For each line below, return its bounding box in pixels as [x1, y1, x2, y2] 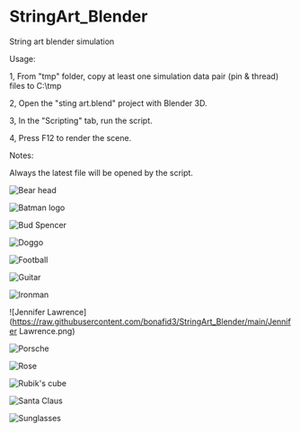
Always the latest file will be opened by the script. [9, 167, 193, 178]
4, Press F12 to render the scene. [9, 132, 132, 143]
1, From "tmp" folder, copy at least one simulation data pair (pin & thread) [9, 70, 279, 82]
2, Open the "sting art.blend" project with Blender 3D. [9, 97, 207, 109]
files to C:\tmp [9, 80, 62, 91]
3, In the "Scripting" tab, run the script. [9, 115, 153, 126]
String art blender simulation [9, 36, 115, 47]
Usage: [9, 53, 36, 64]
